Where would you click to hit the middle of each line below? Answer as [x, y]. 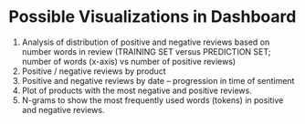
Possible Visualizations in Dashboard [152, 17]
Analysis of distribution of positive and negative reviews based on [146, 42]
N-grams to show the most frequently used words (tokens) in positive [152, 100]
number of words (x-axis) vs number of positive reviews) [129, 61]
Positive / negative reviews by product [94, 71]
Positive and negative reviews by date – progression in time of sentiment [158, 80]
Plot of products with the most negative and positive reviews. [137, 90]
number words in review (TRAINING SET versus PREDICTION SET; [146, 51]
